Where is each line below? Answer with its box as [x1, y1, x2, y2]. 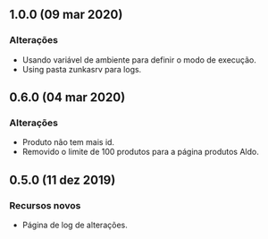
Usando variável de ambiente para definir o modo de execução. [21, 54, 256, 65]
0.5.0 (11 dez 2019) [9, 172, 116, 187]
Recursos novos [9, 199, 81, 211]
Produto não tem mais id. [21, 137, 114, 148]
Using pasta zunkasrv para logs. [21, 64, 142, 74]
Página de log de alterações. [21, 219, 128, 231]
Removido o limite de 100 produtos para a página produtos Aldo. [21, 147, 259, 158]
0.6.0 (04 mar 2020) [9, 90, 126, 106]
